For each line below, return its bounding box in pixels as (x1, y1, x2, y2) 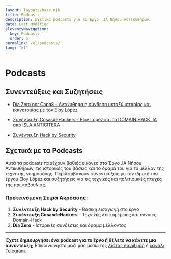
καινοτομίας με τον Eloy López (12, 107, 78, 113)
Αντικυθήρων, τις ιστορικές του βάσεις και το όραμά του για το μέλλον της (5, 165, 164, 171)
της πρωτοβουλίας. (5, 182, 47, 188)
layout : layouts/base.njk (5, 7, 60, 13)
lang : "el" (5, 45, 28, 50)
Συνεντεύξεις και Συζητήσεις (5, 88, 103, 96)
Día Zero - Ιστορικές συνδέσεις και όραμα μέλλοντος (12, 222, 126, 228)
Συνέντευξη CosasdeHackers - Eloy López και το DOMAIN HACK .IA (12, 116, 157, 122)
